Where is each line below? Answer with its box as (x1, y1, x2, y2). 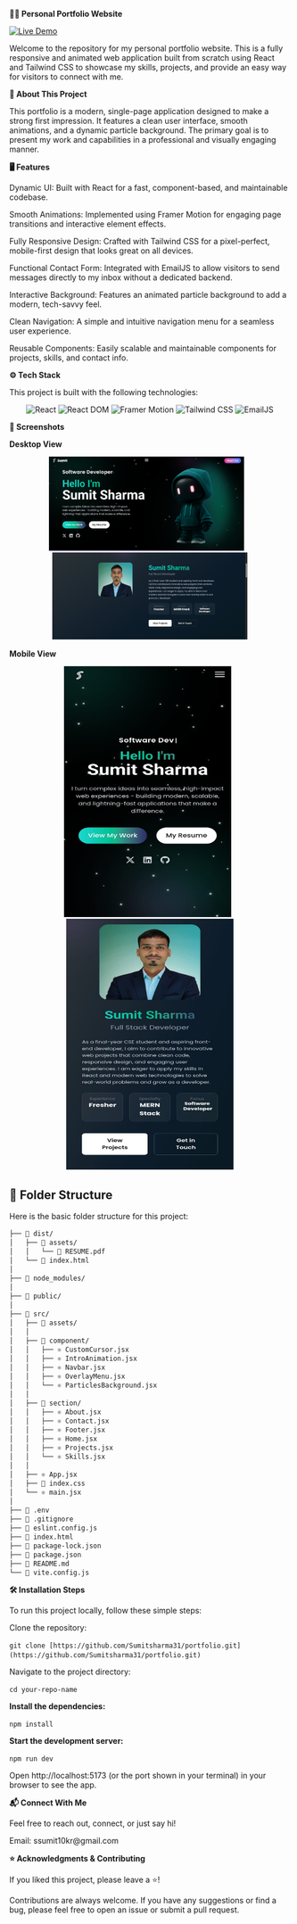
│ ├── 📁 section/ (9, 1399, 82, 1408)
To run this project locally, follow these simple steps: (9, 1606, 202, 1616)
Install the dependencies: (9, 1701, 106, 1712)
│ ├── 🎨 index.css (9, 1479, 87, 1489)
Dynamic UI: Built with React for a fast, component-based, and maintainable (9, 183, 288, 193)
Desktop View (9, 439, 62, 450)
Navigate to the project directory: (9, 1666, 131, 1677)
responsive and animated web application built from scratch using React (9, 53, 275, 62)
